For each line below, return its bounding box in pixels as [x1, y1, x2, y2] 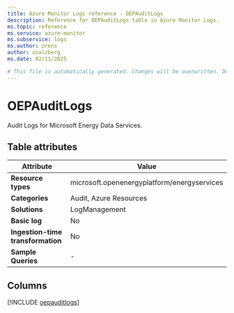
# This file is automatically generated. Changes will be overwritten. [7, 67, 219, 75]
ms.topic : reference [7, 23, 68, 30]
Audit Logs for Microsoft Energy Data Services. [7, 121, 143, 129]
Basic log [10, 216, 42, 226]
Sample [10, 248, 37, 257]
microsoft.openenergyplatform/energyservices [70, 178, 224, 188]
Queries [10, 256, 38, 266]
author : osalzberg [7, 49, 61, 56]
